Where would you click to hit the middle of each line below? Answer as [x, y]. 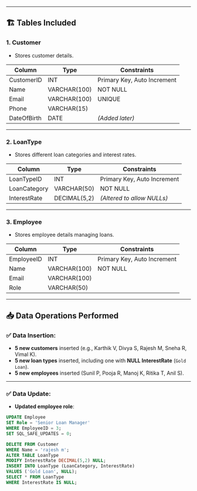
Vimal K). [26, 354]
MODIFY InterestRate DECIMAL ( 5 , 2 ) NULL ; [56, 461]
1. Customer [23, 43]
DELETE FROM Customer [33, 444]
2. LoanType [24, 142]
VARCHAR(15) [68, 108]
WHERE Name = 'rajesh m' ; [38, 450]
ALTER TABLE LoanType [33, 455]
